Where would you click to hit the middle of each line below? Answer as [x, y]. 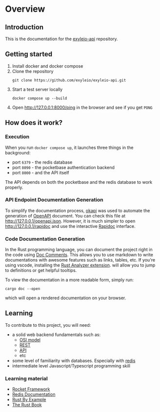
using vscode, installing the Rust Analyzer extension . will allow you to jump [80, 265]
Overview [25, 9]
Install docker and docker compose [48, 66]
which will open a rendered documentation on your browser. [66, 298]
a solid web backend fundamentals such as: [56, 335]
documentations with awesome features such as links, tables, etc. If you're [80, 260]
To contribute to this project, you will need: [48, 325]
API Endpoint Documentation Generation [54, 200]
